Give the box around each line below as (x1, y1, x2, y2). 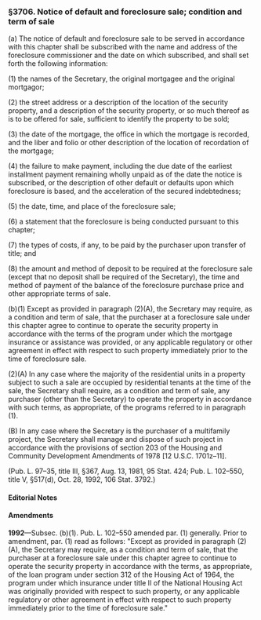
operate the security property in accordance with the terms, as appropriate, (8, 562, 252, 571)
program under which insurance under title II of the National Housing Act (8, 578, 243, 588)
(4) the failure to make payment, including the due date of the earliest (8, 162, 233, 171)
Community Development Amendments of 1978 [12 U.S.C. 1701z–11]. (8, 451, 227, 461)
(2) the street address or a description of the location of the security (8, 97, 229, 108)
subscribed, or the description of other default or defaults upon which (8, 178, 234, 188)
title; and (8, 249, 37, 258)
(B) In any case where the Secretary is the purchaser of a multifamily (8, 426, 230, 436)
